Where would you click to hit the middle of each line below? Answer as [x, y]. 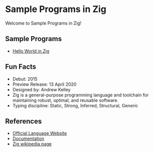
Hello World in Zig [31, 51]
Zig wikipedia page [32, 144]
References [23, 121]
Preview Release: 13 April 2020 [44, 84]
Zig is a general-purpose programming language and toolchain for [80, 95]
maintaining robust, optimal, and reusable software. [65, 100]
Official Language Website [39, 133]
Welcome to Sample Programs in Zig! [43, 23]
